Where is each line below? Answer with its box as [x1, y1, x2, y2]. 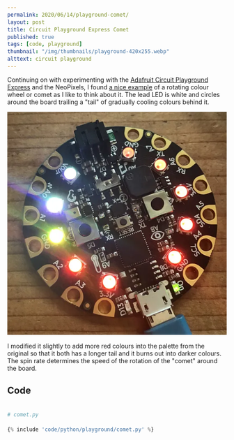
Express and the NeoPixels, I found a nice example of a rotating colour [7, 82, 209, 91]
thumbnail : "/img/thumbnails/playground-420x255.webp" [7, 48, 170, 55]
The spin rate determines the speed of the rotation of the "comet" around [7, 357, 218, 365]
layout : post [7, 18, 45, 26]
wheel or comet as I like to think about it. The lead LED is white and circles [7, 90, 221, 98]
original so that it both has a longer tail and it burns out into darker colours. [7, 349, 221, 358]
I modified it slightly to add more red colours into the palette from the [7, 342, 205, 351]
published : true [7, 34, 54, 41]
